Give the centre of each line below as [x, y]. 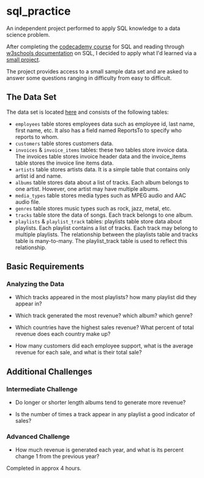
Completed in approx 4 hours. [44, 468]
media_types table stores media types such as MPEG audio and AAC [100, 195]
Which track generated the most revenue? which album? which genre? [104, 316]
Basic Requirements [45, 267]
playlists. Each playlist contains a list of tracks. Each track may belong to [106, 228]
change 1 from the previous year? [57, 457]
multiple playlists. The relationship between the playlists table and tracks [107, 234]
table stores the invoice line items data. [64, 163]
